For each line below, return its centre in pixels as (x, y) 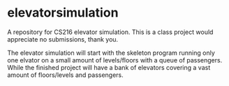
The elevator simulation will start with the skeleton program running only (111, 53)
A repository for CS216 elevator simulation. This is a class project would (110, 32)
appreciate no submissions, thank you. (63, 39)
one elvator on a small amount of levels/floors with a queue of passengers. (115, 60)
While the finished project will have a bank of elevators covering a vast (109, 67)
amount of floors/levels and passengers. (65, 75)
